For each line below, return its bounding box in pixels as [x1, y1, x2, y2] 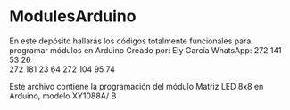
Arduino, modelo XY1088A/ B [9, 90, 117, 101]
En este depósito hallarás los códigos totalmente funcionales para [9, 35, 252, 46]
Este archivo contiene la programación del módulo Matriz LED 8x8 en [9, 81, 264, 91]
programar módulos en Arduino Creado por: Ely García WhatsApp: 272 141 [9, 44, 282, 55]
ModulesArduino [9, 6, 137, 27]
